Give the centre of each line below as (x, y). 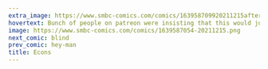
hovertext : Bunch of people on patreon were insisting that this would (130, 23)
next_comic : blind (39, 38)
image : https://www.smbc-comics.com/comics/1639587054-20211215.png (124, 30)
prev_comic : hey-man (43, 45)
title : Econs (30, 52)
